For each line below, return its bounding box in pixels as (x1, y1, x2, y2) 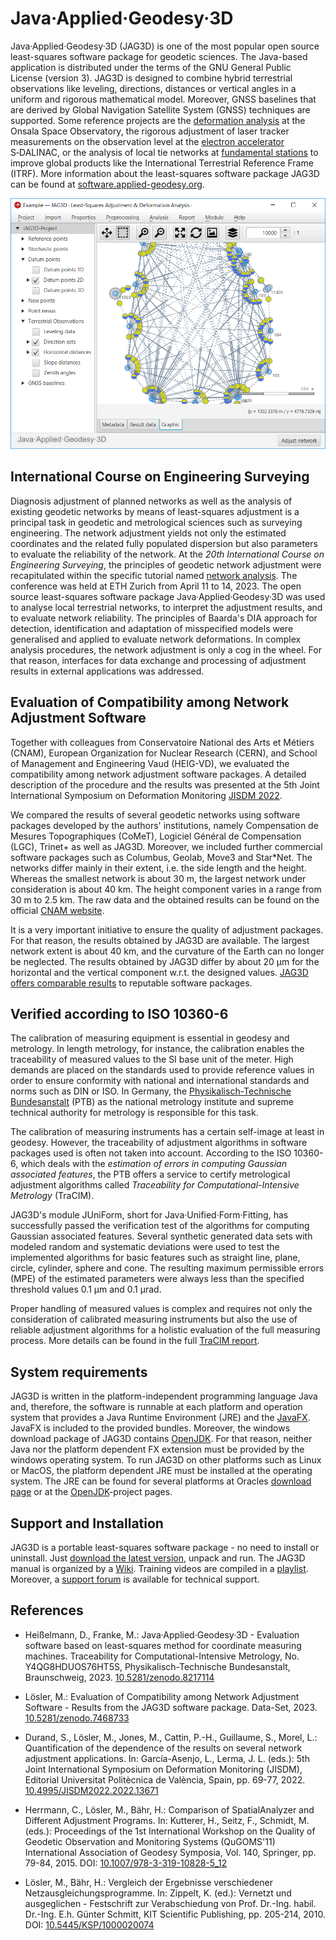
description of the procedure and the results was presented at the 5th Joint (10, 778, 320, 791)
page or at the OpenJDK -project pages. (10, 1486, 173, 1498)
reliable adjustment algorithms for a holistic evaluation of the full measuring (10, 1324, 321, 1336)
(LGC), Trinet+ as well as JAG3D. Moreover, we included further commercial (10, 840, 323, 852)
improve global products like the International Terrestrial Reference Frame (10, 157, 314, 169)
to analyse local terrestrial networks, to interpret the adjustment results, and (10, 601, 323, 613)
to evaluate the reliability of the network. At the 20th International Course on (10, 548, 325, 560)
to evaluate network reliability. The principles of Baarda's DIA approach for (10, 612, 318, 624)
